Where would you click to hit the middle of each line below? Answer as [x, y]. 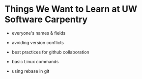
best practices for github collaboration [50, 52]
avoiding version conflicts [38, 42]
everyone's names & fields [39, 33]
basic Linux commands [35, 61]
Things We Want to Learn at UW [71, 9]
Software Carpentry [46, 19]
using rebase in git [30, 71]
